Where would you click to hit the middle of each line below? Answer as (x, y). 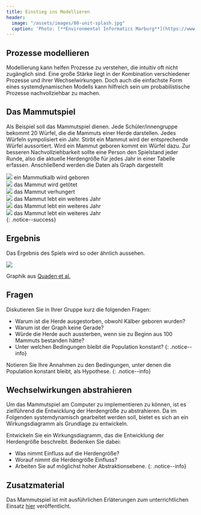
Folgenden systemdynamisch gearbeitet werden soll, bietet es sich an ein (97, 417)
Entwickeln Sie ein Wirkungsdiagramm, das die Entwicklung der (85, 435)
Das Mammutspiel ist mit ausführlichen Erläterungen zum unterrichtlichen (97, 500)
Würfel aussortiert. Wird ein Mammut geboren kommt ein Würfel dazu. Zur (98, 146)
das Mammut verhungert (44, 192)
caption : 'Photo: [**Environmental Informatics (73, 29)
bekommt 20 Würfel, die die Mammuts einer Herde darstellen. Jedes (91, 133)
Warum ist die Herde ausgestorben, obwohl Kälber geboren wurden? (100, 321)
